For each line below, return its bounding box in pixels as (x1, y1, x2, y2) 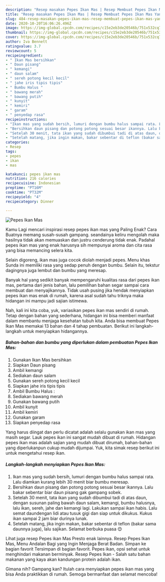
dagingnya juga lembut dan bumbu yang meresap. (5, 267, 107, 273)
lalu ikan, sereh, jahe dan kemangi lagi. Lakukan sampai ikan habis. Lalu (12, 505, 158, 511)
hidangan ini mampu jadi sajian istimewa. (5, 298, 88, 304)
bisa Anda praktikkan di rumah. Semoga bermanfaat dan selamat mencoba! (5, 571, 158, 577)
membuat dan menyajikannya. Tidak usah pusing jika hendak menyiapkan (5, 287, 154, 293)
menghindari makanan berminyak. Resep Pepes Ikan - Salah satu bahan (5, 551, 151, 557)
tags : (5, 149, 17, 154)
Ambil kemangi (12, 368, 43, 373)
